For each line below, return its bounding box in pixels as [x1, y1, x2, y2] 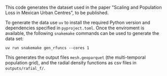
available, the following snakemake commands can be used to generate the [5, 30, 159, 36]
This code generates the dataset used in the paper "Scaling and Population [5, 5, 162, 10]
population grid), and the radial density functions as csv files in [5, 60, 137, 65]
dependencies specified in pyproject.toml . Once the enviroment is [5, 25, 145, 31]
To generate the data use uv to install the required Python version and [5, 20, 150, 25]
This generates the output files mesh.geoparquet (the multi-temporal [5, 54, 146, 60]
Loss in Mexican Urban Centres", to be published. [5, 10, 109, 16]
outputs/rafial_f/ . [5, 65, 46, 71]
